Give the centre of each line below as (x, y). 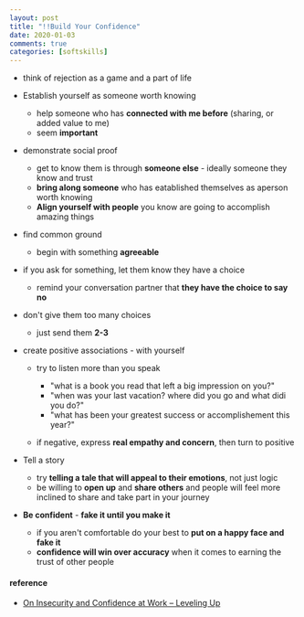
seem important (67, 133)
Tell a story (44, 460)
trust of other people (75, 562)
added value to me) (73, 123)
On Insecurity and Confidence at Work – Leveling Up (121, 603)
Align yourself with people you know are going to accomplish (153, 207)
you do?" (67, 405)
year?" (63, 425)
